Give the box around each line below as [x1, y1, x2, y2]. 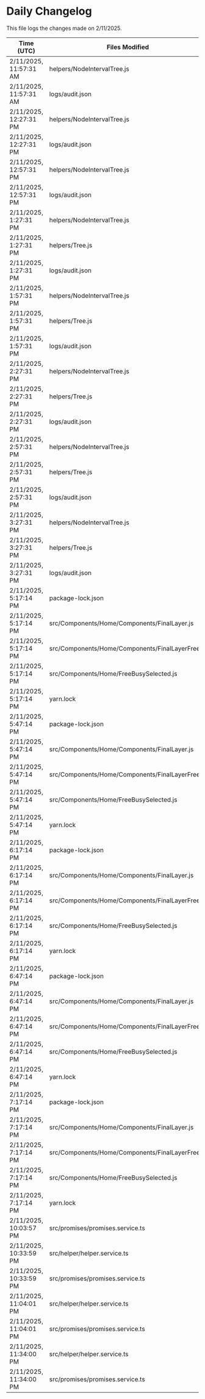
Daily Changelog [6, 4, 93, 18]
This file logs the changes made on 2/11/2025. [6, 24, 122, 32]
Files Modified [106, 43, 149, 51]
